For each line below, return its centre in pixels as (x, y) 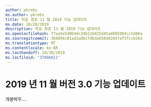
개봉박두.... (16, 99)
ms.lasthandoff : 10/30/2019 (35, 52)
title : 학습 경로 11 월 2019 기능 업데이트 (46, 19)
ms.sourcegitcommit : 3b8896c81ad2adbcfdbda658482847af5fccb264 (74, 39)
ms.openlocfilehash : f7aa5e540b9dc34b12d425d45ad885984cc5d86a (74, 34)
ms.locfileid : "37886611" (33, 57)
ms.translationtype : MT (31, 43)
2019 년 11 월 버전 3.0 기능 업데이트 (75, 84)
